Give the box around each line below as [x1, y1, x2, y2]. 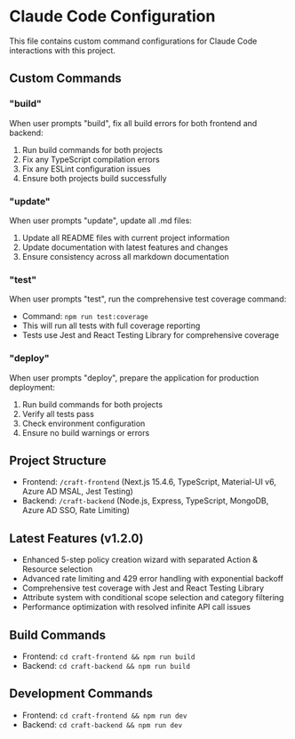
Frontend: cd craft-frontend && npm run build [21, 651, 195, 662]
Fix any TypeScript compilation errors [21, 154, 160, 165]
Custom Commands [9, 71, 122, 86]
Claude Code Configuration [9, 6, 216, 27]
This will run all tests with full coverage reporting [21, 320, 201, 331]
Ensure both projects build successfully [21, 173, 167, 183]
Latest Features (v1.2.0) [9, 531, 144, 546]
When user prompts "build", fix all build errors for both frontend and [9, 117, 258, 128]
